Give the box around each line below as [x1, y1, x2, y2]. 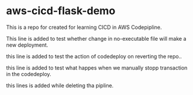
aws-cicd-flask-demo [6, 4, 116, 18]
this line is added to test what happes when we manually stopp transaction [6, 64, 188, 71]
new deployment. [6, 41, 48, 48]
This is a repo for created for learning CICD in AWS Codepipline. [6, 24, 162, 31]
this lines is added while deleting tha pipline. [6, 81, 114, 89]
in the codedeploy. [6, 70, 51, 77]
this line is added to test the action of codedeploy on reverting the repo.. [6, 53, 182, 60]
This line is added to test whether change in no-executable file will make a [6, 35, 187, 42]
